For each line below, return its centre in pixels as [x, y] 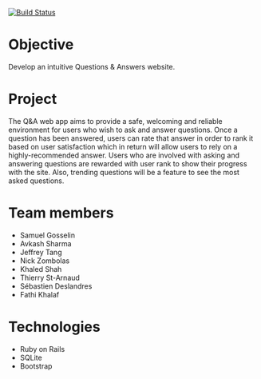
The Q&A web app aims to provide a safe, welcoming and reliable [115, 121]
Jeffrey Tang [41, 252]
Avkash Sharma [45, 243]
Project [33, 99]
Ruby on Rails [42, 349]
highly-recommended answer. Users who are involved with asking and [124, 155]
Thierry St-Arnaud [49, 277]
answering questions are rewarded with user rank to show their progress [128, 163]
